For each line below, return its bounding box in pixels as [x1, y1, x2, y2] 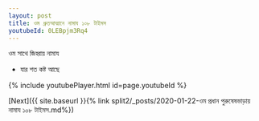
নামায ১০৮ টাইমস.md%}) [8, 105, 75, 115]
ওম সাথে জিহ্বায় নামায [8, 49, 60, 58]
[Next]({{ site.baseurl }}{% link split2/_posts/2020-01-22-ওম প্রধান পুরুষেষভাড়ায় [8, 96, 251, 106]
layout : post [8, 11, 52, 20]
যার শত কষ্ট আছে [19, 65, 60, 75]
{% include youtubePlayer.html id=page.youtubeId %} [8, 81, 187, 91]
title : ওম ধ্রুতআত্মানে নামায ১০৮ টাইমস [8, 19, 107, 27]
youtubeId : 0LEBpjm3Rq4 [8, 26, 88, 34]
